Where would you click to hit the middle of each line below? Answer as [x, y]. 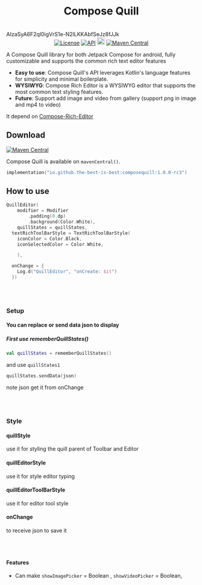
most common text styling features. [59, 92]
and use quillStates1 [33, 365]
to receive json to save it [37, 530]
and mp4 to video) [38, 104]
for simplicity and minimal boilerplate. [62, 79]
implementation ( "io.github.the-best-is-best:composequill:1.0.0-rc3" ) [97, 172]
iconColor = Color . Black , [50, 239]
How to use [28, 191]
